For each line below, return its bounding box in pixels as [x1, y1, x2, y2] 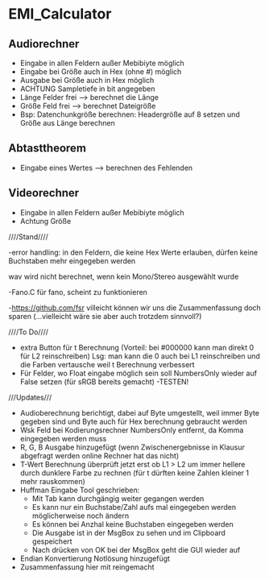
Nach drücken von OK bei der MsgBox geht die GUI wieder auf [31, 545, 241, 554]
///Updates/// [8, 392, 52, 402]
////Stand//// [8, 231, 48, 242]
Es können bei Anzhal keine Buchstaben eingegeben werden [31, 519, 234, 528]
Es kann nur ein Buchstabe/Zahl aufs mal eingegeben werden [31, 502, 237, 512]
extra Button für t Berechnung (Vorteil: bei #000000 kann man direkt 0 [19, 342, 255, 352]
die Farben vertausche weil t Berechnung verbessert [19, 359, 195, 369]
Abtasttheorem [8, 142, 87, 155]
